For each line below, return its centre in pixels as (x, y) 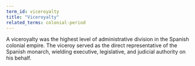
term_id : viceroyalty (33, 11)
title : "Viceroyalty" (33, 17)
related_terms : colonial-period (46, 22)
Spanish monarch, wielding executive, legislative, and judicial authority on (96, 52)
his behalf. (19, 58)
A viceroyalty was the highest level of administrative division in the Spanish (97, 39)
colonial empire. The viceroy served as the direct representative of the (92, 45)
